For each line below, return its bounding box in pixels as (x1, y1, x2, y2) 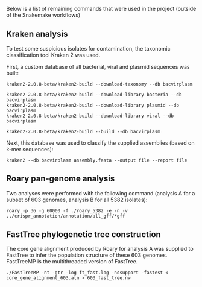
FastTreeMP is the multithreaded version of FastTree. (6, 258, 138, 265)
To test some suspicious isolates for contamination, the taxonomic (6, 45, 171, 52)
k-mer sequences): (6, 145, 54, 153)
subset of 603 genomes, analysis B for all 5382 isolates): (6, 196, 148, 203)
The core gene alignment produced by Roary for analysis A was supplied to (6, 245, 194, 253)
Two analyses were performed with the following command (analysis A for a (6, 189, 195, 197)
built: (6, 69, 19, 77)
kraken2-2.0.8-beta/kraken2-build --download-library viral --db (6, 113, 174, 119)
